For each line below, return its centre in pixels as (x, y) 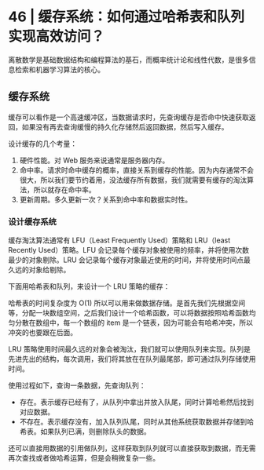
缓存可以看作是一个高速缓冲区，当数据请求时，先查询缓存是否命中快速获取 (128, 117)
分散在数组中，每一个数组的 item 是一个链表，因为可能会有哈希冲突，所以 (134, 322)
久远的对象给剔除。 (39, 270)
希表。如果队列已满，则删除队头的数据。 (85, 432)
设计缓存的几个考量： (42, 144)
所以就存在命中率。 (64, 189)
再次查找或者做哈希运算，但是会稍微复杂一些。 (84, 458)
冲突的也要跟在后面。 (42, 333)
